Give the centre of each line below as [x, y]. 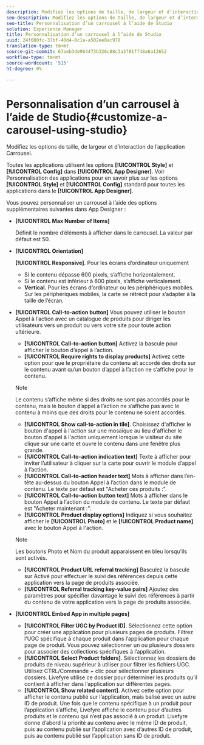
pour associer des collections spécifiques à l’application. [95, 652]
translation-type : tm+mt [38, 46]
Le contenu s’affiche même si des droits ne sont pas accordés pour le [102, 400]
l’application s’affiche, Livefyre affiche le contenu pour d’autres [103, 710]
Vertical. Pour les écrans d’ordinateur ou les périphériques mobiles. [109, 288]
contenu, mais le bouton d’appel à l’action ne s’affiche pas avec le [97, 406]
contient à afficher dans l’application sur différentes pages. [98, 684]
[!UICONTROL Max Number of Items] [63, 221]
